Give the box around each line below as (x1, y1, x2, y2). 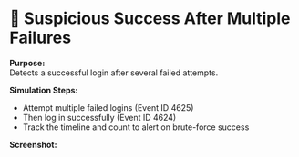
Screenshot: (9, 139, 57, 150)
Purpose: (9, 57, 46, 68)
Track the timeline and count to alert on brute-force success (22, 122, 250, 132)
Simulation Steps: (9, 84, 78, 95)
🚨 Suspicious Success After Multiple (9, 8, 291, 29)
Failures (9, 27, 71, 48)
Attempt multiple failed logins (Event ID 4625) (22, 102, 194, 113)
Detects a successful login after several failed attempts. (9, 67, 219, 78)
